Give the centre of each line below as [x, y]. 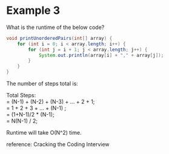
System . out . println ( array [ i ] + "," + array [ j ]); [101, 55]
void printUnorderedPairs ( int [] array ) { [59, 38]
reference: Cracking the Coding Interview [58, 144]
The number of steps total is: [42, 84]
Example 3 [33, 11]
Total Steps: [21, 95]
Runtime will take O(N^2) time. [44, 133]
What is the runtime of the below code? [55, 27]
